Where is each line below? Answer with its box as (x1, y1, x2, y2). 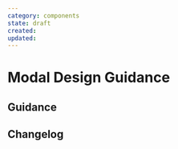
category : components (7, 11, 80, 20)
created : (7, 26, 37, 34)
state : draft (7, 19, 51, 27)
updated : (7, 34, 37, 42)
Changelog (7, 127, 64, 141)
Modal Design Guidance (7, 69, 170, 87)
